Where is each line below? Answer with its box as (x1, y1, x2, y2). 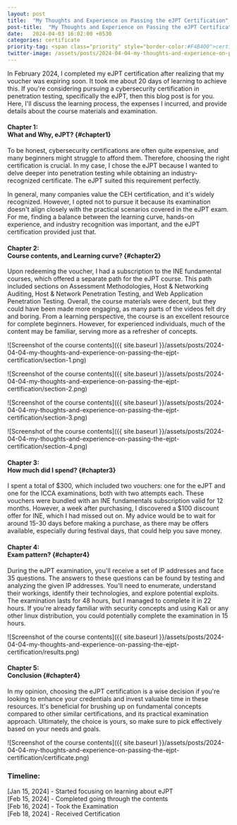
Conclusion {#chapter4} (7, 671, 81, 680)
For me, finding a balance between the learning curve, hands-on (7, 213, 195, 221)
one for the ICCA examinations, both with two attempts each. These (7, 489, 205, 497)
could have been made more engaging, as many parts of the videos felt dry (7, 305, 226, 313)
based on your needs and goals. (7, 725, 101, 733)
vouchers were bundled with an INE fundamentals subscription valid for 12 (7, 497, 224, 505)
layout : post (7, 10, 46, 18)
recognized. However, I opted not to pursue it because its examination (7, 197, 211, 206)
